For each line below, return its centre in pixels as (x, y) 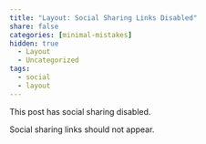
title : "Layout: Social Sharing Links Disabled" (103, 18)
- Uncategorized (48, 60)
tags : (20, 69)
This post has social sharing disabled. (80, 111)
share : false (34, 26)
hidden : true (34, 43)
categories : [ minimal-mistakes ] (71, 35)
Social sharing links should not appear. (82, 129)
